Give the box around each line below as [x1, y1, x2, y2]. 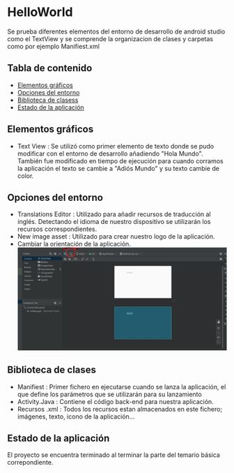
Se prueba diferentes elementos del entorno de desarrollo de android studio [7, 27, 226, 36]
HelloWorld [7, 4, 73, 20]
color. [17, 172, 34, 180]
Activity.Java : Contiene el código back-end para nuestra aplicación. [17, 397, 214, 405]
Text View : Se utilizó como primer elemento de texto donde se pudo [17, 142, 214, 150]
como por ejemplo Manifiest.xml [7, 42, 100, 50]
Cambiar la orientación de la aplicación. [17, 240, 131, 248]
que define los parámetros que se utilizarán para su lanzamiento [17, 390, 202, 398]
